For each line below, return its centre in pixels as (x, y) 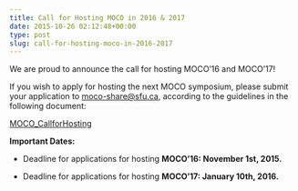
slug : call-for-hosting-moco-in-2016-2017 (91, 43)
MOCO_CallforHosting (51, 124)
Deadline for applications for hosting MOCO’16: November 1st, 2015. (152, 159)
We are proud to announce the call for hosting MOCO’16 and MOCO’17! (143, 69)
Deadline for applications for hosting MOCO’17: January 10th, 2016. (151, 176)
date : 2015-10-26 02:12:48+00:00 (73, 26)
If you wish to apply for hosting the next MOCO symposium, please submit (149, 86)
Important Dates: (42, 141)
